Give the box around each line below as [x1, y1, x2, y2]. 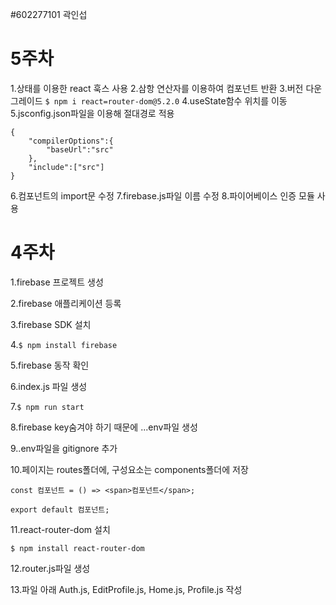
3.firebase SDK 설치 [10, 318, 92, 330]
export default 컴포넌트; [10, 504, 110, 515]
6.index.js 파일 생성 [10, 380, 88, 392]
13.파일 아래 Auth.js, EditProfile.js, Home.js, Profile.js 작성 [10, 583, 243, 595]
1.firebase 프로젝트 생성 [10, 276, 104, 288]
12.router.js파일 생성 [10, 562, 91, 574]
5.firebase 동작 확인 [10, 359, 90, 371]
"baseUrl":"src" [46, 144, 114, 155]
